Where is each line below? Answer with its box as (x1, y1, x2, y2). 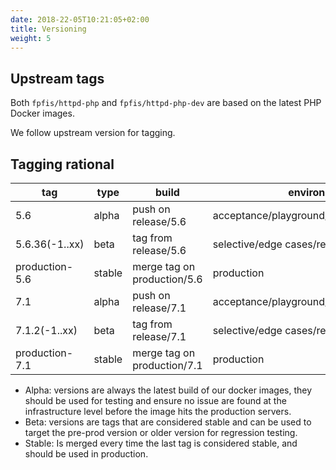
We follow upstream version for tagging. (10, 127, 176, 139)
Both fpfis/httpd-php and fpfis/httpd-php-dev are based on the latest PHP (10, 97, 322, 109)
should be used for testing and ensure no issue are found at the (24, 395, 287, 406)
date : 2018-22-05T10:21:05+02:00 (10, 14, 150, 25)
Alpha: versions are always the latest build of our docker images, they (24, 384, 313, 396)
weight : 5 (10, 33, 52, 43)
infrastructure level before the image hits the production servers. (24, 406, 292, 417)
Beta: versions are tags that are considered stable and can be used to (24, 416, 312, 428)
